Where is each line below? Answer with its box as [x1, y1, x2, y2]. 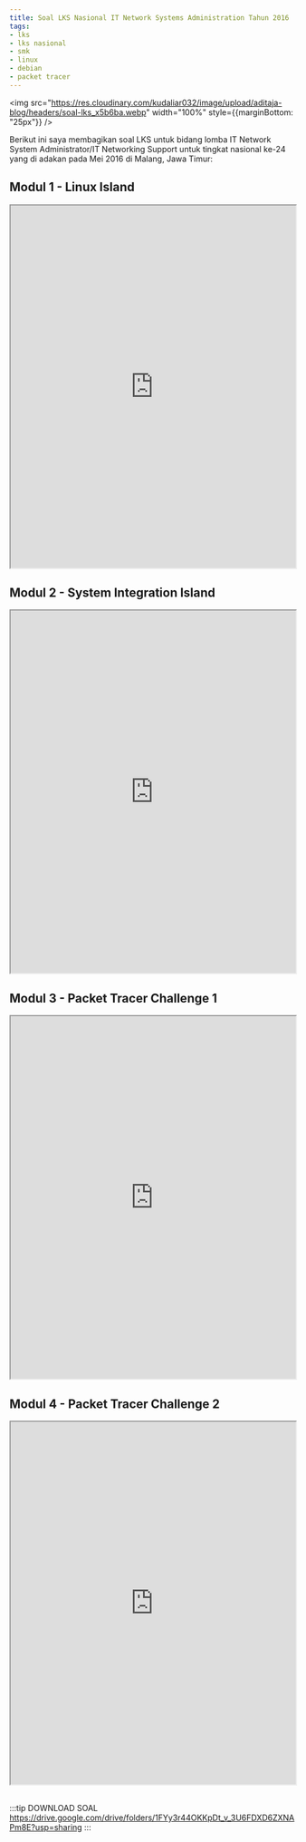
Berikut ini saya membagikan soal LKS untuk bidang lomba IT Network [9, 133, 272, 145]
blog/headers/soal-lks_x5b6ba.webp [9, 106, 147, 118]
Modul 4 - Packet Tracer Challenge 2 [9, 1396, 220, 1411]
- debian [9, 64, 43, 73]
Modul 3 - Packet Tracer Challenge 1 [9, 990, 217, 1006]
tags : [9, 22, 30, 31]
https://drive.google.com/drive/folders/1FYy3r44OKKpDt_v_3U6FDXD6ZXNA [9, 1812, 295, 1823]
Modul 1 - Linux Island [9, 179, 135, 195]
